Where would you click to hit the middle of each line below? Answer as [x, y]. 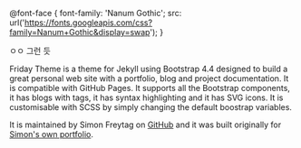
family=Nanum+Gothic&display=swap [80, 32]
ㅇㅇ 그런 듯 [30, 51]
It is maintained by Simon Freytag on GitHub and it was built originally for [146, 125]
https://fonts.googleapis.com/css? [88, 23]
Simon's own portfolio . [51, 134]
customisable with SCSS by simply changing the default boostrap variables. [151, 107]
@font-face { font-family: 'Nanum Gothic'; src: [96, 13]
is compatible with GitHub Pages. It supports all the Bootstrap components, [150, 88]
